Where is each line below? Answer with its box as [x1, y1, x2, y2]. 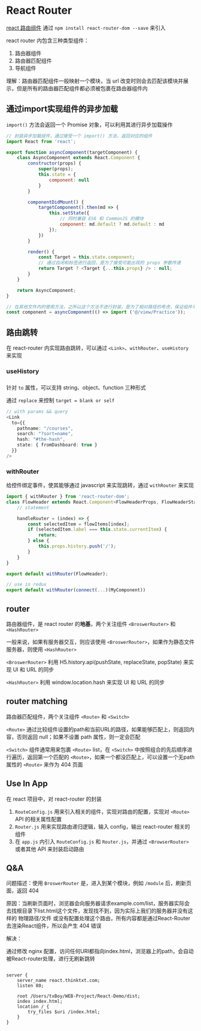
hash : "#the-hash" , [17, 436, 66, 443]
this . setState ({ [48, 210, 90, 216]
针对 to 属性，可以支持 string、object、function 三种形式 [6, 384, 147, 391]
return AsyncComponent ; [17, 287, 77, 293]
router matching [6, 697, 68, 707]
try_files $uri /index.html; [28, 1009, 100, 1015]
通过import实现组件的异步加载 [6, 104, 118, 114]
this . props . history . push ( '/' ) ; [38, 543, 117, 549]
